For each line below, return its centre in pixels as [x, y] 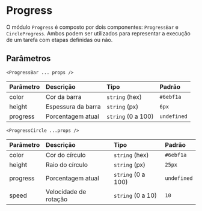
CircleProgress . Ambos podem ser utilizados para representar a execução [98, 33]
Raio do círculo [67, 164]
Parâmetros [29, 58]
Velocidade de [66, 191]
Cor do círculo [66, 155]
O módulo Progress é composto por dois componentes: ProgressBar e [92, 27]
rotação [57, 199]
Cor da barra [63, 97]
